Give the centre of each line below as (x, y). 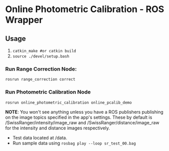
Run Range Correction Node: (41, 69)
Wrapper (24, 20)
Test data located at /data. (40, 137)
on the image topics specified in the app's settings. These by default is (79, 117)
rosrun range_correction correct (40, 80)
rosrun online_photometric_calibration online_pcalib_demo (69, 102)
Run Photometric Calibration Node (48, 92)
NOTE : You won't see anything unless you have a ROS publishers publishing (84, 112)
